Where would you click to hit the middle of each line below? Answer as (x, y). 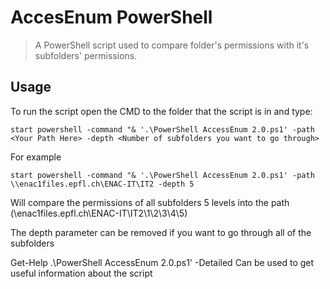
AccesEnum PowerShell (111, 17)
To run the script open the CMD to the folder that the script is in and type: (161, 111)
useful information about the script (81, 273)
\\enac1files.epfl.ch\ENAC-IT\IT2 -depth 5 (102, 184)
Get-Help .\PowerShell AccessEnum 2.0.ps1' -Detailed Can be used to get (162, 262)
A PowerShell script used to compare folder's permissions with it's (172, 45)
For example (36, 157)
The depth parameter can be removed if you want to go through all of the (161, 232)
